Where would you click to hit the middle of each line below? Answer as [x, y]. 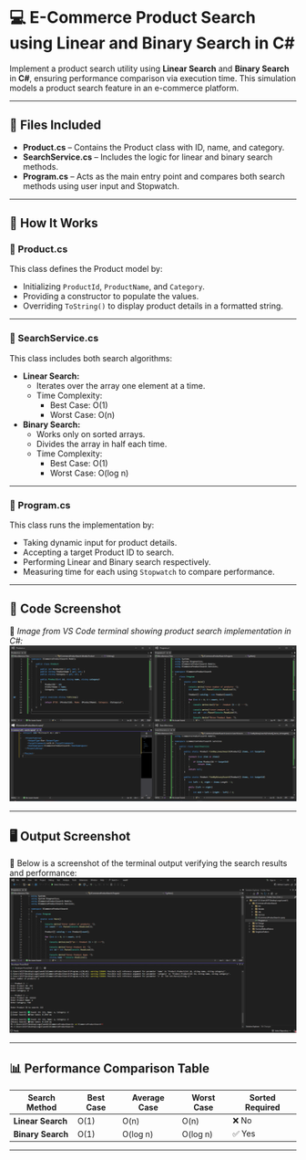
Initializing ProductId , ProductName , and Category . [113, 287]
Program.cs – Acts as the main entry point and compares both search [153, 176]
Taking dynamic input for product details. [100, 543]
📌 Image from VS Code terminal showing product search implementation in [150, 631]
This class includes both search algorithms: [91, 358]
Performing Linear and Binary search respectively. [117, 562]
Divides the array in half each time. [102, 444]
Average [148, 1097]
